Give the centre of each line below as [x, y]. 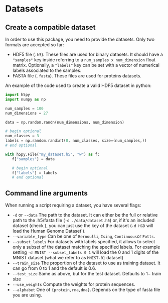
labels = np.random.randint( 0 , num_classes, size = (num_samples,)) [76, 141]
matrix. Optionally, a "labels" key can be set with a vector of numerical [86, 65]
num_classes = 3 [22, 136]
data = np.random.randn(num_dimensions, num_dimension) [65, 122]
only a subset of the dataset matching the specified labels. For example [86, 247]
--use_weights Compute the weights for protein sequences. [74, 284]
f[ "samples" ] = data [33, 159]
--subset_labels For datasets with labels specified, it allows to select [84, 242]
